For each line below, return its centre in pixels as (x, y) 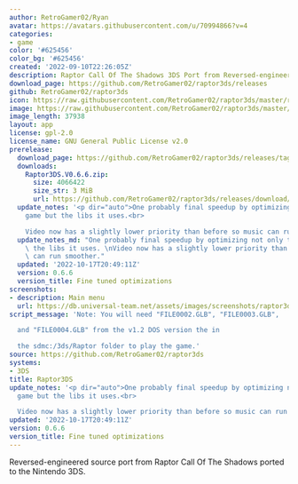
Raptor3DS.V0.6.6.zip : (67, 174)
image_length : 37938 (47, 116)
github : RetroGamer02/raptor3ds (69, 91)
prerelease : (31, 149)
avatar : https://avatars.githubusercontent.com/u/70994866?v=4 (129, 26)
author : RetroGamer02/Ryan (59, 17)
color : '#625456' (41, 51)
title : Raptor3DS (41, 379)
